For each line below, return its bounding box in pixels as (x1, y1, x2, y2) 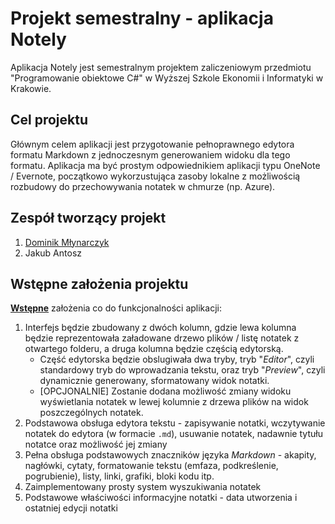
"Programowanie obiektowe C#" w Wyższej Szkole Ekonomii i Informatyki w (10, 72, 324, 84)
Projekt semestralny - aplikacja (10, 7, 274, 30)
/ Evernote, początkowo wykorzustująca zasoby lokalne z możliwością (10, 170, 301, 182)
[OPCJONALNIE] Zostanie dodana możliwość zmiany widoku (39, 385, 292, 397)
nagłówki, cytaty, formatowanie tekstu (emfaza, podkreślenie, (24, 460, 279, 472)
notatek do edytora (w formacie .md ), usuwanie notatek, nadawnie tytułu (24, 428, 323, 440)
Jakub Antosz (24, 247, 83, 259)
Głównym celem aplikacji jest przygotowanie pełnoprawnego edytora (10, 138, 295, 150)
